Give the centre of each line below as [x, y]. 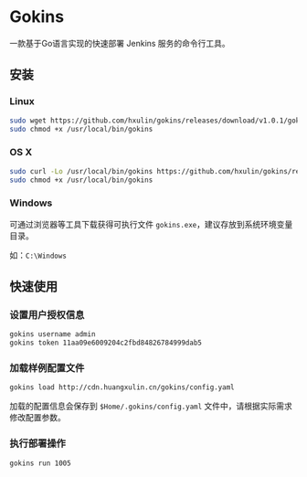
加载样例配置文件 [47, 368]
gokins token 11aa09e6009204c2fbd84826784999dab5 [106, 343]
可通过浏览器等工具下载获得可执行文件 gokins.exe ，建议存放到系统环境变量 [151, 224]
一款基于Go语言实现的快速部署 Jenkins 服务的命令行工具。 [120, 43]
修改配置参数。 [37, 418]
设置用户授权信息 [47, 315]
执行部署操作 [38, 443]
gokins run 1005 [40, 463]
